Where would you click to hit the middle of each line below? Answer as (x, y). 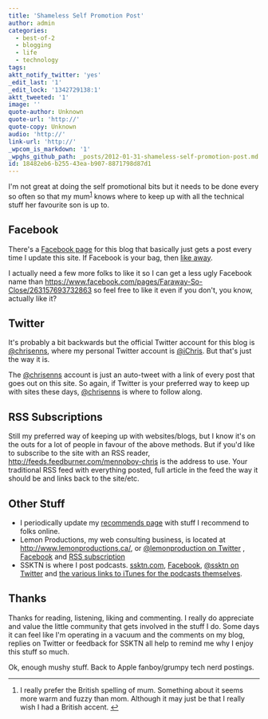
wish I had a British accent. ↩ (69, 707)
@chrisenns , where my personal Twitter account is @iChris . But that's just (130, 351)
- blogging (33, 45)
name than (26, 281)
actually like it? (33, 298)
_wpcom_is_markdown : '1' (49, 149)
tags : (17, 68)
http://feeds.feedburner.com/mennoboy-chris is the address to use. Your (128, 462)
